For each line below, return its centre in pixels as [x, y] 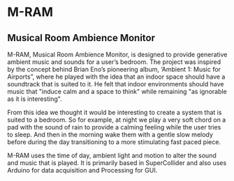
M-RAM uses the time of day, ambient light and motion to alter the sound [112, 155]
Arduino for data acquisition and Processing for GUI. [82, 170]
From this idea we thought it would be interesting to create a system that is [115, 112]
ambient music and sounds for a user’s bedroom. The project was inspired [114, 62]
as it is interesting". [35, 99]
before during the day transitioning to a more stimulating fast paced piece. [114, 142]
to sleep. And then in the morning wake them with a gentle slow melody [110, 134]
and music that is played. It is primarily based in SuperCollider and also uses [117, 163]
